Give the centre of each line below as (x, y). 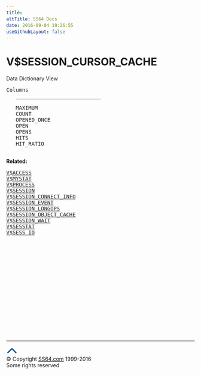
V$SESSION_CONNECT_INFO (41, 197)
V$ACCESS (19, 173)
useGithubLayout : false (36, 32)
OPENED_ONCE (33, 120)
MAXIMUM (27, 108)
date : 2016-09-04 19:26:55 (40, 25)
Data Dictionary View (32, 78)
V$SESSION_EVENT (30, 203)
